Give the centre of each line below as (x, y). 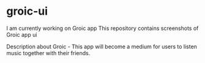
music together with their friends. (48, 53)
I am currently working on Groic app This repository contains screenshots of (102, 28)
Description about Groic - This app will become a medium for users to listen (102, 46)
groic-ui (27, 11)
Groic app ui (22, 34)
